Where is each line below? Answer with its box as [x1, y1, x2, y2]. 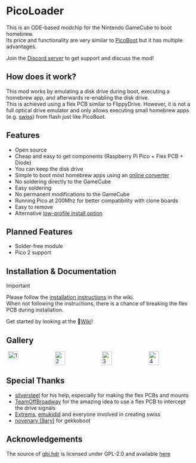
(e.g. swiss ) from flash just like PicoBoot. [6, 113, 106, 120]
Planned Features [6, 227, 73, 237]
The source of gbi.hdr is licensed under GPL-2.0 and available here [6, 450, 171, 457]
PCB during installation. [6, 306, 64, 314]
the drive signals [14, 404, 56, 411]
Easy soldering [14, 184, 52, 192]
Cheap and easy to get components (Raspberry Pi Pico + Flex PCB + [14, 152, 183, 159]
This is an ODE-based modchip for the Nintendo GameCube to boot [6, 24, 172, 31]
